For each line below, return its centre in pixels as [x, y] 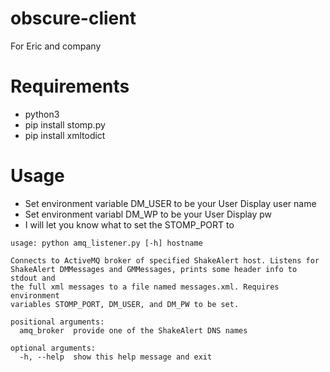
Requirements [70, 86]
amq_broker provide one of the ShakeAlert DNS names [133, 330]
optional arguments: [53, 348]
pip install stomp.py [65, 124]
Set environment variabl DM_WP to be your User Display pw [148, 214]
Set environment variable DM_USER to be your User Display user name [170, 203]
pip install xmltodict [65, 135]
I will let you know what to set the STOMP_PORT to [129, 224]
